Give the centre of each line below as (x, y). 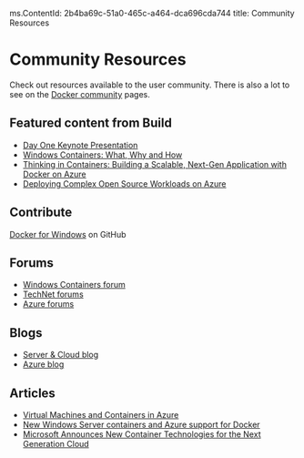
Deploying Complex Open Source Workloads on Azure (124, 183)
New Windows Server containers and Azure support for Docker (142, 424)
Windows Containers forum (74, 285)
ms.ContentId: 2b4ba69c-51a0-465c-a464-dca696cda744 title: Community (152, 13)
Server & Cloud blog (61, 355)
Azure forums (48, 304)
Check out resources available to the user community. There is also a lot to (150, 85)
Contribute (41, 213)
